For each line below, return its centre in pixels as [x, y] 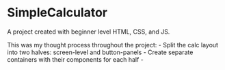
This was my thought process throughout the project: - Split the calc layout [113, 45]
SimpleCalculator [57, 13]
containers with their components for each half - [75, 59]
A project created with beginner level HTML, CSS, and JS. [89, 32]
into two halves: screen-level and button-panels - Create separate [100, 52]
